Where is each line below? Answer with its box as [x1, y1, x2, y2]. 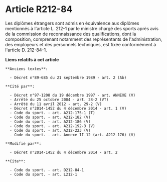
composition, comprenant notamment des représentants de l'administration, [5, 36, 162, 42]
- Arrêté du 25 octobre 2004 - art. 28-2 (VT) [10, 97, 109, 102]
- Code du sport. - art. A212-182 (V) [10, 115, 91, 120]
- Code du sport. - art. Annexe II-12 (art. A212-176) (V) [10, 132, 136, 137]
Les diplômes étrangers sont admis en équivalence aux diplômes [5, 20, 139, 26]
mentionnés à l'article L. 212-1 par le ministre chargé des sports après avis [5, 25, 159, 31]
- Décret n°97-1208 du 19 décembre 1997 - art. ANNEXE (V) [10, 93, 136, 98]
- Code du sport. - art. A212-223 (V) [10, 128, 91, 133]
